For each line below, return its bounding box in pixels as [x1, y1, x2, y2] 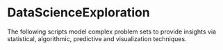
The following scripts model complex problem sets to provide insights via [7, 27, 217, 36]
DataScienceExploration [7, 5, 151, 21]
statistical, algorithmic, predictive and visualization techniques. [7, 34, 187, 42]
